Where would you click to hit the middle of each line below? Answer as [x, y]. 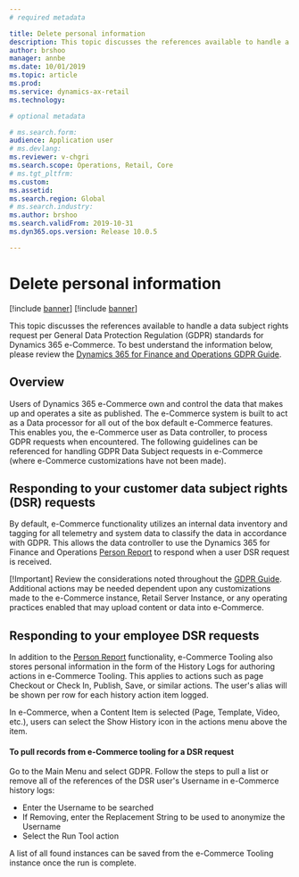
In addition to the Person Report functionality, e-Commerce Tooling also [141, 658]
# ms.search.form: [43, 132]
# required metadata [48, 17]
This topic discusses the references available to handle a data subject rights [149, 326]
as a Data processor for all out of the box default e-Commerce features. [141, 422]
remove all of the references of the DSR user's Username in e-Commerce [144, 781]
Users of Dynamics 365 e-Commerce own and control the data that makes [146, 403]
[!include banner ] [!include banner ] [74, 308]
